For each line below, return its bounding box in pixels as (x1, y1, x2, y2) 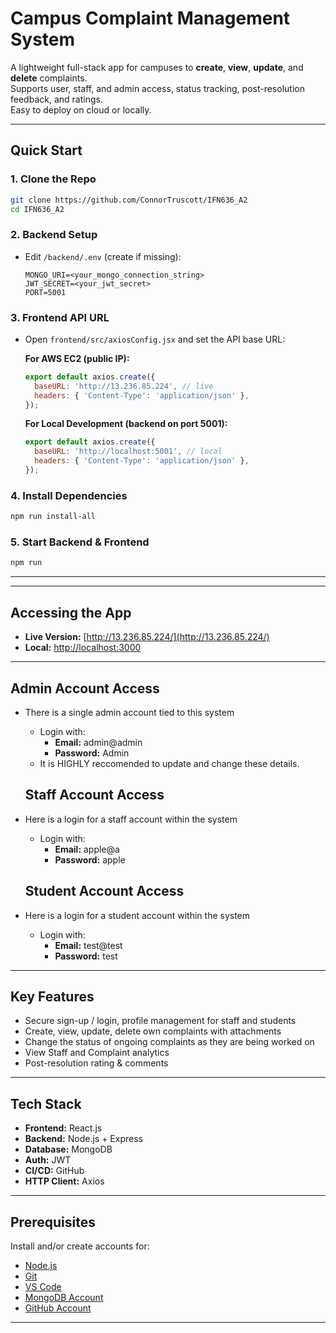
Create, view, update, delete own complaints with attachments (24, 1025, 282, 1037)
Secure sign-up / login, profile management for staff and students (24, 1015, 297, 1027)
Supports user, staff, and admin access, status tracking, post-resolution (10, 82, 305, 94)
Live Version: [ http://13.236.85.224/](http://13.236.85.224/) (24, 631, 270, 643)
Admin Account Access (10, 680, 160, 697)
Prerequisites (10, 1213, 96, 1231)
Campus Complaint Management (10, 7, 291, 30)
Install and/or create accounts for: (10, 1240, 150, 1252)
